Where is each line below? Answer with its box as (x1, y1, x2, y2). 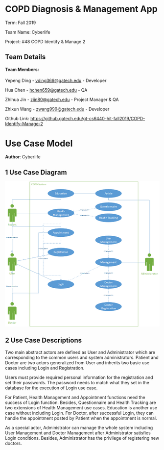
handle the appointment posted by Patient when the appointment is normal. (5, 415, 157, 421)
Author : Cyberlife (5, 154, 41, 160)
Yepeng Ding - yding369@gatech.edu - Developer (5, 77, 107, 83)
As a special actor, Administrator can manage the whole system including (5, 425, 153, 430)
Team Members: (5, 66, 39, 72)
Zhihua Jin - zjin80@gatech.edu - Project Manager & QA (5, 97, 119, 102)
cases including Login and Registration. (5, 365, 85, 371)
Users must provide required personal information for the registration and (5, 374, 153, 380)
